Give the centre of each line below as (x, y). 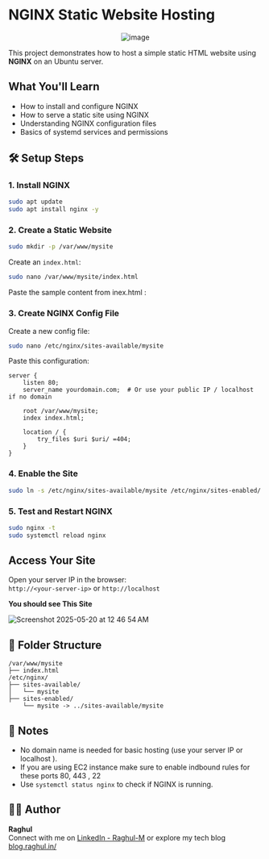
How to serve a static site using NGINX (84, 115)
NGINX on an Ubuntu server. (56, 61)
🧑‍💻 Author (35, 809)
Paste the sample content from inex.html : (77, 293)
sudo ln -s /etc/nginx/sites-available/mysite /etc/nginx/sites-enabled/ (135, 490)
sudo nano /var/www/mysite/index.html (73, 277)
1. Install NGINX (39, 186)
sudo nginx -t (32, 527)
